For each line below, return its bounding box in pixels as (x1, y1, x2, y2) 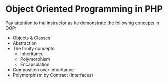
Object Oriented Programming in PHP (5, 3, 163, 15)
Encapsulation (20, 61, 50, 67)
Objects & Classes (12, 35, 51, 41)
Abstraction (12, 40, 37, 46)
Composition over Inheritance (12, 66, 74, 73)
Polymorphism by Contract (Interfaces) (12, 72, 94, 78)
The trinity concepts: (12, 45, 56, 51)
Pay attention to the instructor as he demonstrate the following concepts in (5, 20, 159, 26)
